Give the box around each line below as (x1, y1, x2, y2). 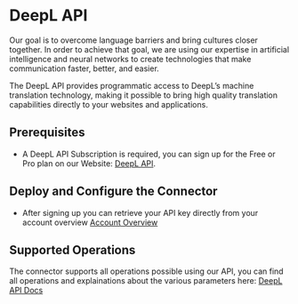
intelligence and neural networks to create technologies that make (9, 53, 252, 64)
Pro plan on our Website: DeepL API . (21, 157, 157, 169)
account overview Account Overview (21, 217, 158, 228)
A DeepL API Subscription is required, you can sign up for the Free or (21, 148, 276, 159)
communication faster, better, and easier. (9, 63, 160, 74)
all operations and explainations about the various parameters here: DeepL (9, 276, 283, 286)
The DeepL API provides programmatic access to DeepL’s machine (9, 80, 254, 91)
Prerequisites (9, 125, 85, 140)
